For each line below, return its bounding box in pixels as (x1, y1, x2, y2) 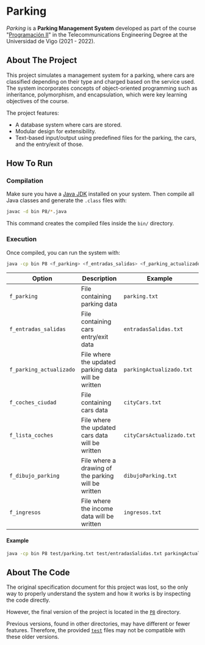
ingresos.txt (123, 509, 162, 516)
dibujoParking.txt (123, 472, 177, 479)
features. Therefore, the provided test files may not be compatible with (6, 627, 186, 634)
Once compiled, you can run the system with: (6, 249, 121, 256)
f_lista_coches (9, 432, 54, 439)
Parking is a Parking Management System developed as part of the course (6, 24, 196, 32)
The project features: (6, 109, 59, 117)
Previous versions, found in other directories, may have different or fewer (6, 620, 190, 627)
